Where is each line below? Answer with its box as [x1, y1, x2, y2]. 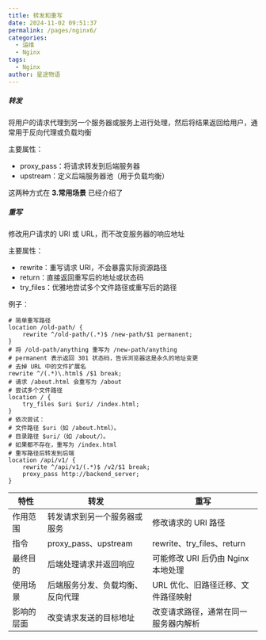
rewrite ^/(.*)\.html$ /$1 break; [8, 369, 123, 377]
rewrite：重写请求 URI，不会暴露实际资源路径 [19, 262, 168, 272]
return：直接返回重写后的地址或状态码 [19, 272, 144, 282]
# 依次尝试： [8, 415, 45, 424]
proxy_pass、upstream [47, 538, 133, 549]
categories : [8, 33, 47, 42]
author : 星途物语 [8, 70, 61, 78]
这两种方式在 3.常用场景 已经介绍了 [8, 188, 123, 197]
